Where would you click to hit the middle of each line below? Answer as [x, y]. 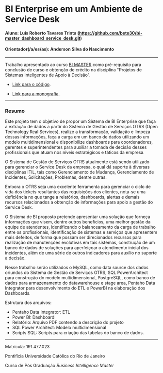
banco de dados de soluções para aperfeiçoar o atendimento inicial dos [77, 248]
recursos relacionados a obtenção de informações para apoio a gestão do [79, 202]
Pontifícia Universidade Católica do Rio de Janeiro [55, 356]
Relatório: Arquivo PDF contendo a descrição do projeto [68, 322]
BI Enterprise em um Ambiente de [74, 9]
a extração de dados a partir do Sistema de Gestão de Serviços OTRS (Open [81, 127]
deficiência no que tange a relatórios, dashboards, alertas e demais [72, 197]
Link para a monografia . [36, 94]
